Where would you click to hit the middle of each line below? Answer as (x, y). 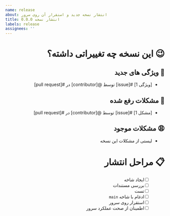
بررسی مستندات (129, 185)
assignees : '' (20, 29)
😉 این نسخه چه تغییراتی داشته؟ (106, 54)
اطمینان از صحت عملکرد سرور (115, 208)
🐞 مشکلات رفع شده (137, 100)
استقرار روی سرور (127, 202)
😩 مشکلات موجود (139, 129)
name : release (20, 10)
